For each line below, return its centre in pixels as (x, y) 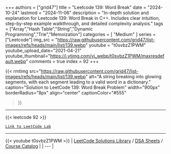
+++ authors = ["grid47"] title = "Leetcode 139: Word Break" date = (76, 7)
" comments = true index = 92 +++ (62, 61)
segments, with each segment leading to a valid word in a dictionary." (78, 82)
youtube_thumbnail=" (28, 56)
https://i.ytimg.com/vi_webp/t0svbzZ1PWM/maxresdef (107, 56)
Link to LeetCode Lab (28, 127)
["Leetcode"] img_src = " (31, 40)
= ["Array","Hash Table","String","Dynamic (49, 29)
